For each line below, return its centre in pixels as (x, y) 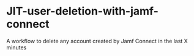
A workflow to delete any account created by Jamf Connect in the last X (97, 41)
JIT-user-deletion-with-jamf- (83, 11)
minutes (17, 47)
